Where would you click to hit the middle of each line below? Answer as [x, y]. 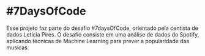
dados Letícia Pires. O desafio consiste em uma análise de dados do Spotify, [103, 34]
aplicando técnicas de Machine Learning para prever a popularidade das [98, 41]
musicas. [18, 47]
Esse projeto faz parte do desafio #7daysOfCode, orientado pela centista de [102, 28]
